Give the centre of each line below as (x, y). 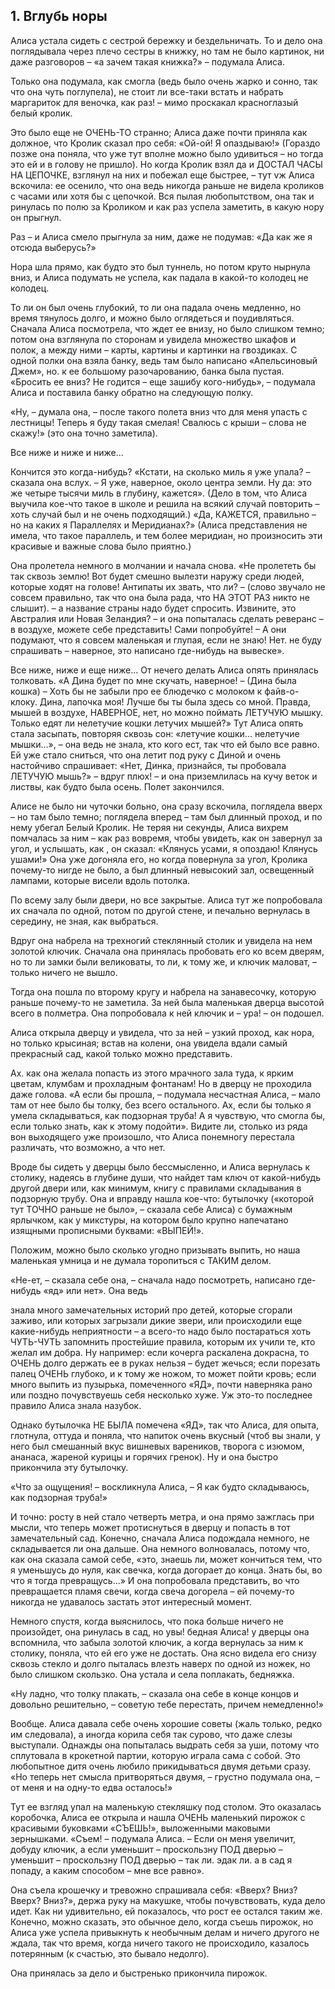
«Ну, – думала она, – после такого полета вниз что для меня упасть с (159, 411)
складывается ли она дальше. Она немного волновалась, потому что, (160, 1548)
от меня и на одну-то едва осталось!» (91, 1787)
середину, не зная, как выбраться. (84, 921)
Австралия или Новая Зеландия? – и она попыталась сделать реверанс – (167, 618)
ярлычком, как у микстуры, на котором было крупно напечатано (149, 1220)
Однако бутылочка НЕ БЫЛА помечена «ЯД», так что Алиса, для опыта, (165, 1425)
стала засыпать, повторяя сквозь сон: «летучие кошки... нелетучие (155, 733)
